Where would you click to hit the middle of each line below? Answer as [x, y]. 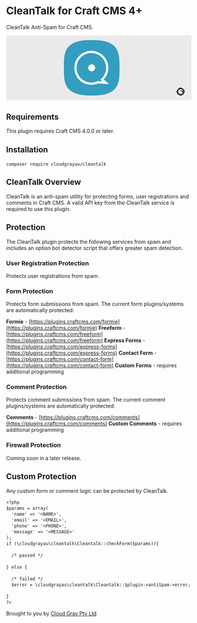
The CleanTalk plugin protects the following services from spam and [89, 241]
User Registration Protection [48, 263]
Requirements [32, 117]
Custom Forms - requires [146, 366]
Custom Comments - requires [145, 424]
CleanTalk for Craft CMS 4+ [74, 11]
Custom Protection [41, 477]
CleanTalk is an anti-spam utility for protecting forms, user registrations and [98, 196]
